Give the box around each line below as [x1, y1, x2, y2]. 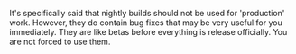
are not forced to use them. [9, 36, 111, 47]
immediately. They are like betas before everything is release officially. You [9, 27, 288, 37]
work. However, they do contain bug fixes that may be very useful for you [9, 17, 282, 28]
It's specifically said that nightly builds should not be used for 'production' [9, 8, 285, 18]
